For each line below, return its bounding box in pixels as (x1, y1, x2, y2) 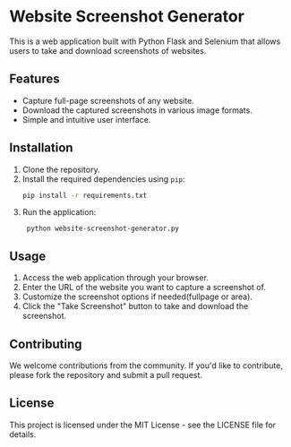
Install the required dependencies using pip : (21, 173, 185, 185)
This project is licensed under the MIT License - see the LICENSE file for (9, 419, 276, 430)
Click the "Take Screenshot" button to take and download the (21, 301, 249, 312)
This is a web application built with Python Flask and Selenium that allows (9, 36, 281, 47)
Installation (9, 141, 73, 156)
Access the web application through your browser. (21, 272, 209, 283)
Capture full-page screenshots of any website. (21, 95, 194, 106)
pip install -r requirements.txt (21, 191, 148, 200)
